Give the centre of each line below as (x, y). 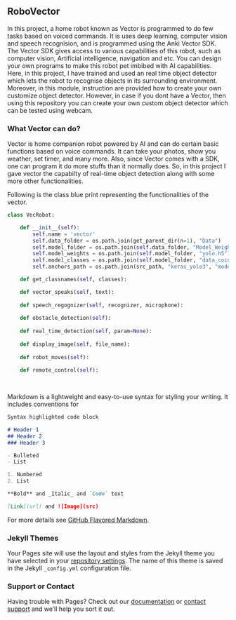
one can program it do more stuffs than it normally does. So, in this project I (117, 166)
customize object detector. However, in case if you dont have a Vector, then (117, 95)
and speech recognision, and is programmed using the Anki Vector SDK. (112, 43)
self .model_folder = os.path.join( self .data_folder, (111, 247)
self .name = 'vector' (64, 234)
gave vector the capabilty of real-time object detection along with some (111, 174)
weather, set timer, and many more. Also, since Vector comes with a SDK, (113, 159)
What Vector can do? (44, 128)
